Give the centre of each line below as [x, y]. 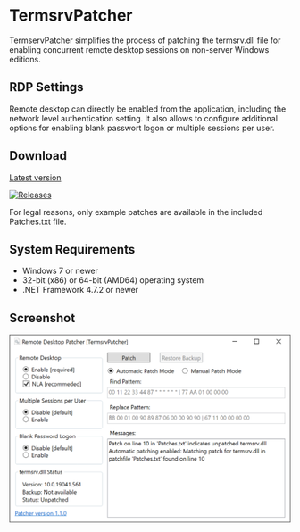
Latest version [35, 177]
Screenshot [42, 318]
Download [38, 156]
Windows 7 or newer [60, 271]
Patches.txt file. [38, 221]
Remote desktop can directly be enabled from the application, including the [148, 109]
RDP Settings [46, 87]
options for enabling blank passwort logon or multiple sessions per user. [142, 128]
